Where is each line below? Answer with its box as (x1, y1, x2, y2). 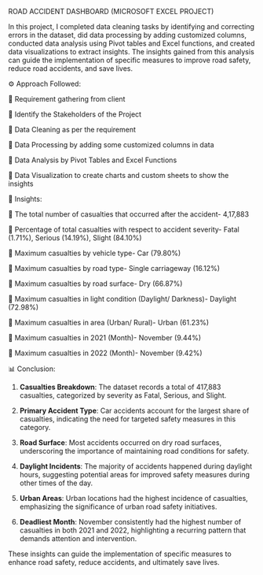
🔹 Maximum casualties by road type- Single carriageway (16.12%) (8, 264, 221, 273)
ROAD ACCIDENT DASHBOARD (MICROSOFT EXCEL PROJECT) (8, 7, 214, 16)
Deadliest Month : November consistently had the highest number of (19, 517, 242, 526)
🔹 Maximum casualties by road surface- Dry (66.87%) (8, 279, 183, 288)
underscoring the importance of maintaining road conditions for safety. (19, 447, 250, 455)
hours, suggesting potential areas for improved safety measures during (19, 470, 250, 479)
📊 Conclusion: (8, 364, 57, 373)
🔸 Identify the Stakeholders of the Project (8, 109, 142, 119)
